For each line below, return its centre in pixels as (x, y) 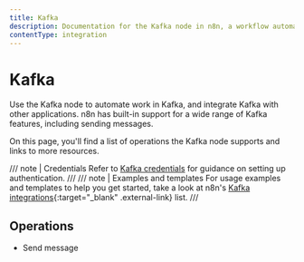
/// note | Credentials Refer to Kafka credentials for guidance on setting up (148, 169)
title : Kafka (34, 18)
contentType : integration (58, 34)
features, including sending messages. (81, 124)
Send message (50, 248)
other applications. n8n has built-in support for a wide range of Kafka (138, 114)
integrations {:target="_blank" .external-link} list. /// (104, 198)
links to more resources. (54, 151)
